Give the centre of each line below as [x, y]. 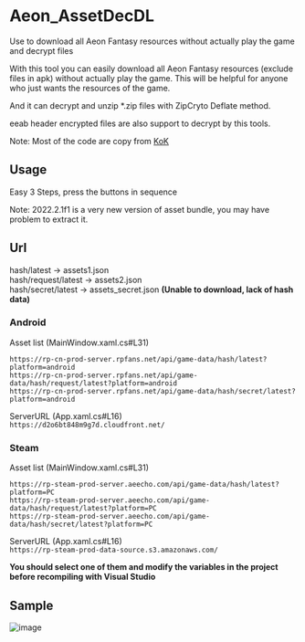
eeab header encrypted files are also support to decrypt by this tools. [140, 123]
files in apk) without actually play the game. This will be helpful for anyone [149, 78]
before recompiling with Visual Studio [83, 577]
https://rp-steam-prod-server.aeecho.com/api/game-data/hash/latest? [145, 485]
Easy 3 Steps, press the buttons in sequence [94, 192]
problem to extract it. [49, 219]
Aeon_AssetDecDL [82, 16]
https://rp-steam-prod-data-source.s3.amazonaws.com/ [114, 550]
